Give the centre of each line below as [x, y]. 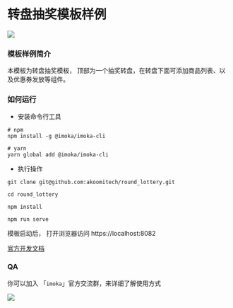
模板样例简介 [29, 54]
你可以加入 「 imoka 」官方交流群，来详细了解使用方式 [84, 283]
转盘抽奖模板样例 [57, 15]
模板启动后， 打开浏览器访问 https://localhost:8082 [82, 233]
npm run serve [28, 219]
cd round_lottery [33, 194]
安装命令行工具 [39, 116]
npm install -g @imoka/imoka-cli [56, 136]
